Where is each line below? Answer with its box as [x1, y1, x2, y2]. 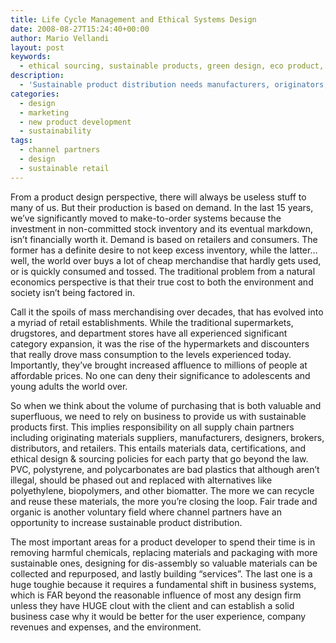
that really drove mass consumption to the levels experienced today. [10, 348, 292, 360]
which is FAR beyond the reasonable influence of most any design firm [10, 589, 302, 601]
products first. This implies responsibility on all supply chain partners [10, 421, 295, 433]
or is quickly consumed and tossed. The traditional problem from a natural [10, 265, 316, 277]
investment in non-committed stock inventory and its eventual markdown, [10, 222, 314, 235]
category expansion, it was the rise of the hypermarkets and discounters [10, 337, 310, 350]
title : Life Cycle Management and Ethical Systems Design [10, 14, 257, 25]
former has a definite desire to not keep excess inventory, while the [10, 244, 288, 256]
